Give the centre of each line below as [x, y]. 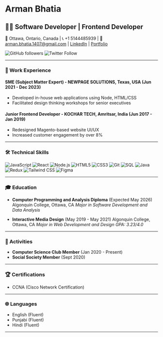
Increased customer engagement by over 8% [57, 135]
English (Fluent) [28, 314]
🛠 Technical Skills [27, 153]
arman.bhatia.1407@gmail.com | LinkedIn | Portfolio [57, 44]
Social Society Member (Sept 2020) [49, 257]
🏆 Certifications [25, 275]
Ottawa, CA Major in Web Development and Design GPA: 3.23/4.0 [78, 224]
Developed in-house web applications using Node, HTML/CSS [74, 98]
